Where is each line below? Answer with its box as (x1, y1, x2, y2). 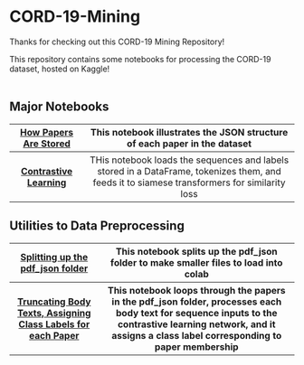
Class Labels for (18, 318, 90, 331)
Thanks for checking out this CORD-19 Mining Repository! (9, 36, 225, 47)
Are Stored (22, 137, 71, 150)
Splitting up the (20, 250, 89, 263)
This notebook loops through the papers (107, 284, 286, 296)
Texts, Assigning (16, 306, 91, 319)
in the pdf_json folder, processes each (111, 295, 282, 308)
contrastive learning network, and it (117, 318, 276, 331)
